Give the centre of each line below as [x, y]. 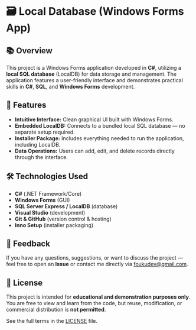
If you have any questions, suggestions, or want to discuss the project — [95, 258]
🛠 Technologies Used [47, 177]
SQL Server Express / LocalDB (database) [66, 206]
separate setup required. [45, 132]
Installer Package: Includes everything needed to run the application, [99, 138]
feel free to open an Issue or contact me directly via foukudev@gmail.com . [97, 264]
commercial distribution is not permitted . [56, 310]
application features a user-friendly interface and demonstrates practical [94, 80]
